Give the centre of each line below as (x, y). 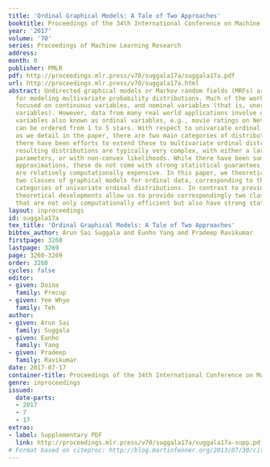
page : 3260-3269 (35, 255)
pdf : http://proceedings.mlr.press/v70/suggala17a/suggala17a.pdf (122, 76)
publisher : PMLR (35, 68)
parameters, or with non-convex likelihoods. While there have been (133, 158)
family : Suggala (43, 330)
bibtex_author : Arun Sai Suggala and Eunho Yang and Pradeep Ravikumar (131, 233)
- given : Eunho (34, 338)
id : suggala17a (34, 218)
